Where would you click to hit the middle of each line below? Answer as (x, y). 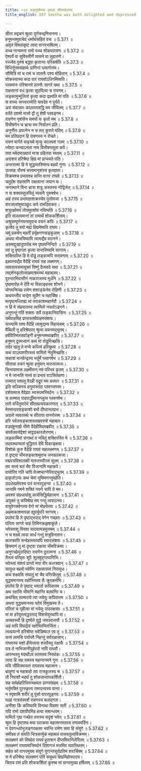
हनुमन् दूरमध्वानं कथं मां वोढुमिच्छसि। (34, 341)
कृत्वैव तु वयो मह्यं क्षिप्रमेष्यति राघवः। (33, 227)
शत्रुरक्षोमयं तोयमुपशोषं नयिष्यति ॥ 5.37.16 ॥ (41, 210)
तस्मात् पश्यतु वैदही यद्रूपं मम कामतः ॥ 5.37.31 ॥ (44, 381)
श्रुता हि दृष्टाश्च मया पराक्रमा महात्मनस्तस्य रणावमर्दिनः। (49, 722)
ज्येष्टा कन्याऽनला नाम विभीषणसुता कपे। (37, 147)
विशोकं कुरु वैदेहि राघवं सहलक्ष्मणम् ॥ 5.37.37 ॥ (44, 449)
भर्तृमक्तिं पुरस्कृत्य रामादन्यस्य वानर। (34, 688)
